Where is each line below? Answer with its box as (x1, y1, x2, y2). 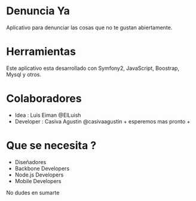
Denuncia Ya (6, 4, 71, 18)
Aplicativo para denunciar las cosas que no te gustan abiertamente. (6, 24, 173, 31)
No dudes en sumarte (6, 189, 60, 196)
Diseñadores (14, 158, 47, 165)
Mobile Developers (14, 177, 62, 184)
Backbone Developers (14, 165, 70, 172)
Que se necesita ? (6, 139, 97, 152)
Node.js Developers (14, 171, 64, 178)
